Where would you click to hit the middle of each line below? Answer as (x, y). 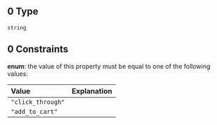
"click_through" (38, 102)
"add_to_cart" (34, 111)
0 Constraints (38, 50)
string (17, 27)
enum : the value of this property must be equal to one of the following (109, 66)
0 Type (23, 12)
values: (18, 74)
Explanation (92, 91)
